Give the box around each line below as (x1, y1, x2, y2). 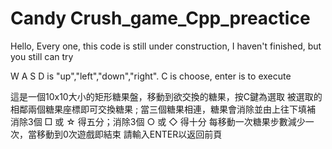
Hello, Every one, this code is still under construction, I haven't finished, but (10, 40, 322, 52)
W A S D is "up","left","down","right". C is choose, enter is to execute (10, 70, 292, 82)
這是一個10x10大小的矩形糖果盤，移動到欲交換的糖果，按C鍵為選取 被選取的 (10, 90, 323, 102)
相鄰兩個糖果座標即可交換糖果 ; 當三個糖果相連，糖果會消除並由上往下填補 (10, 103, 317, 115)
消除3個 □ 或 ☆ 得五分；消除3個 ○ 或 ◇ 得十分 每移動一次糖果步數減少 (10, 115, 306, 127)
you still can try (10, 50, 74, 62)
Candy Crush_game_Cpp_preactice (10, 7, 311, 30)
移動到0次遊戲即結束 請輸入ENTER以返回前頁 (36, 128, 223, 140)
